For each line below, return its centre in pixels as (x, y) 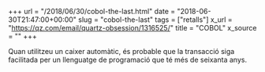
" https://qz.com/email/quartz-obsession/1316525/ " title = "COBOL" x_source (132, 28)
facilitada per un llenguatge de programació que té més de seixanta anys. (127, 59)
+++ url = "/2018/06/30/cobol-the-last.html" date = (92, 11)
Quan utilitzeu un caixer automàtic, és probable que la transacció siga (121, 51)
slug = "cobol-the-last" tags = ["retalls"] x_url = (155, 20)
